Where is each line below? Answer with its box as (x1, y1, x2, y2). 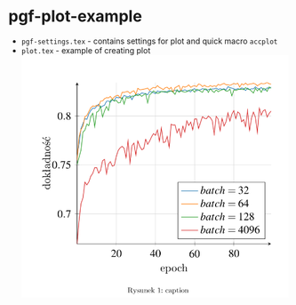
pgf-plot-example (8, 6, 143, 27)
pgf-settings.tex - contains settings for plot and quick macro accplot (20, 36, 278, 46)
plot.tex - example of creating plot (20, 44, 151, 55)
